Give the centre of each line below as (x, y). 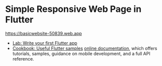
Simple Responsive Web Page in (73, 9)
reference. (23, 59)
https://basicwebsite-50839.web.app (44, 33)
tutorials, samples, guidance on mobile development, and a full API (81, 54)
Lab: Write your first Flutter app (45, 43)
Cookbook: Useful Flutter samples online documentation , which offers (85, 48)
